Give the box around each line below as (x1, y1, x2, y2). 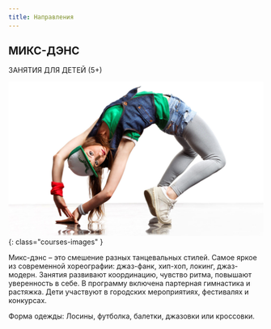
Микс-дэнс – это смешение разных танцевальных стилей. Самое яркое (8, 252, 257, 262)
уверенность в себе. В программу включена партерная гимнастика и (8, 278, 251, 288)
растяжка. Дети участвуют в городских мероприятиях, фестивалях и (8, 287, 249, 297)
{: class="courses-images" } (8, 237, 104, 247)
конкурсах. (8, 295, 47, 305)
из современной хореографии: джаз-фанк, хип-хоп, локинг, (8, 261, 216, 271)
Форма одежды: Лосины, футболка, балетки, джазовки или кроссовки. (8, 311, 255, 321)
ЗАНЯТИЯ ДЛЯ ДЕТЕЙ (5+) (8, 65, 103, 75)
